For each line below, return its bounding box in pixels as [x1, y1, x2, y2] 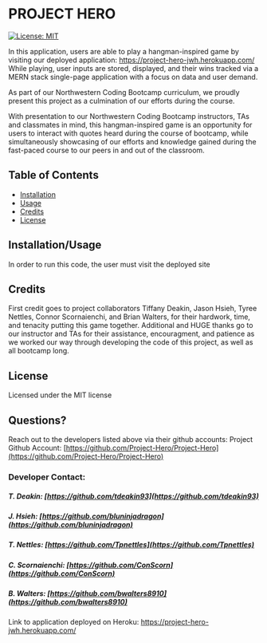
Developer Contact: [8, 471, 86, 483]
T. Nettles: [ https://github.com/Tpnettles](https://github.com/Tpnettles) [8, 540, 255, 550]
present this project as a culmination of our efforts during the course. [8, 96, 235, 105]
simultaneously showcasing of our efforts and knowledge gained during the [8, 136, 257, 146]
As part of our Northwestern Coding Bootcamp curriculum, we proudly [8, 87, 241, 97]
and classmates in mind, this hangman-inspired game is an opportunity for [8, 120, 253, 129]
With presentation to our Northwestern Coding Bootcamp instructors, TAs [8, 111, 249, 120]
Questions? [8, 413, 67, 427]
